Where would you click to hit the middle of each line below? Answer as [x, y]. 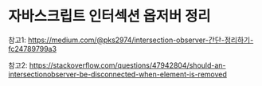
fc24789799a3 [33, 49]
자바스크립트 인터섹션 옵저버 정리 [109, 16]
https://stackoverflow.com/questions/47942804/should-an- [127, 65]
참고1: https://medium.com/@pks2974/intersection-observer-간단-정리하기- [131, 40]
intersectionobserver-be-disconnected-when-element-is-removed [117, 74]
